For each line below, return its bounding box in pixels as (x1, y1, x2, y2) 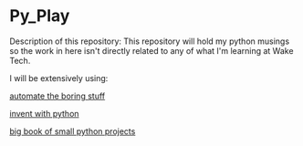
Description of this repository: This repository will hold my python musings (9, 36, 290, 47)
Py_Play (9, 5, 70, 26)
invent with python (9, 108, 79, 119)
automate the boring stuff (9, 90, 106, 101)
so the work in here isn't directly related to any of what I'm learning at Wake (9, 45, 294, 56)
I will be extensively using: (9, 72, 109, 83)
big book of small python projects (9, 125, 136, 137)
